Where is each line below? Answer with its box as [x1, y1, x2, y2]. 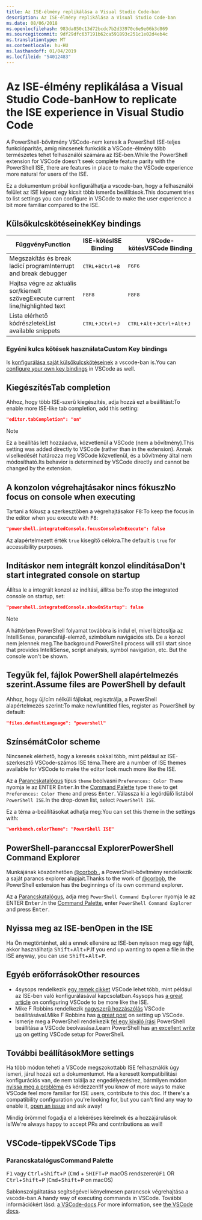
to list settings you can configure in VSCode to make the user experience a [6, 194, 192, 202]
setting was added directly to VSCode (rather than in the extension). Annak [6, 446, 192, 453]
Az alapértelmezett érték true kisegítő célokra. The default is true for [6, 537, 176, 544]
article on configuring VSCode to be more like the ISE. [14, 998, 149, 1006]
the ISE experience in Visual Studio [6, 105, 185, 119]
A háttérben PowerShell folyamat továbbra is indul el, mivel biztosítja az [6, 627, 183, 634]
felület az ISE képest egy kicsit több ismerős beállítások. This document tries [6, 188, 195, 196]
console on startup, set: [6, 592, 65, 599]
